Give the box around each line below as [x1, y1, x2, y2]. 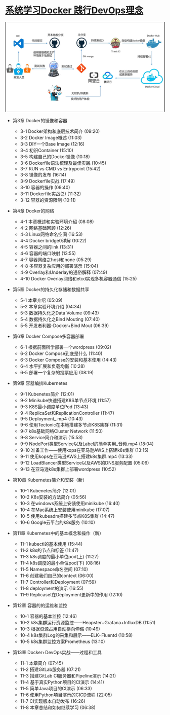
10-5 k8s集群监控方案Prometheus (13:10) [20, 638, 105, 645]
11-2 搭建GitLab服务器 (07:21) [20, 666, 81, 672]
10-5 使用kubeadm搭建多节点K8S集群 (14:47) [20, 513, 115, 519]
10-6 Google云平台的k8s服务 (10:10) [20, 519, 95, 525]
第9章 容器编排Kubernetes [12, 380, 68, 386]
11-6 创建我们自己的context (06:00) [20, 573, 94, 579]
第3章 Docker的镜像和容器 [12, 118, 67, 124]
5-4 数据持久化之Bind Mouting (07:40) [20, 316, 100, 323]
